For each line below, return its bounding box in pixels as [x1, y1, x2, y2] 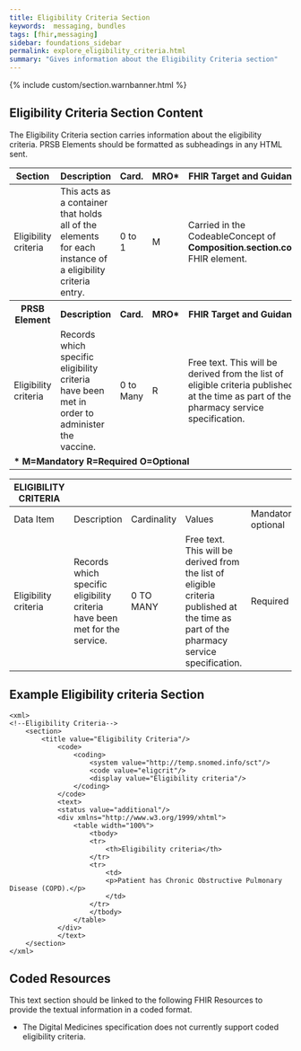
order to [60, 406, 94, 419]
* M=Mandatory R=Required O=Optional [13, 455, 190, 467]
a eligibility [60, 263, 106, 276]
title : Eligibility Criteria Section [9, 13, 150, 22]
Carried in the [187, 218, 246, 231]
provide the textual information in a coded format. [9, 1004, 193, 1015]
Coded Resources [9, 971, 111, 986]
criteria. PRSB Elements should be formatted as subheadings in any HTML [9, 138, 283, 149]
